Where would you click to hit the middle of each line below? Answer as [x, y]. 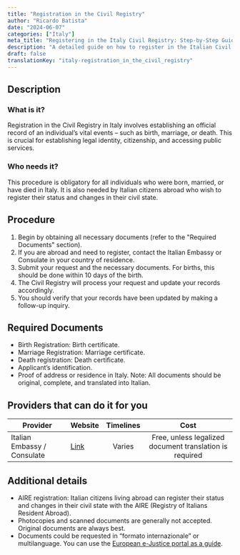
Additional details [47, 480]
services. [21, 148]
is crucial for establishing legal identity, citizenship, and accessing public [115, 141]
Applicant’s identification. [55, 368]
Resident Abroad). [44, 513]
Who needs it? [33, 166]
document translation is [188, 446]
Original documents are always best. [71, 528]
